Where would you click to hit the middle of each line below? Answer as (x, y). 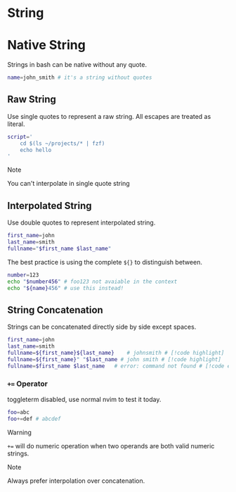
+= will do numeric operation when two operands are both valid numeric (111, 446)
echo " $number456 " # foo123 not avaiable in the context (92, 282)
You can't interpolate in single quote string (68, 184)
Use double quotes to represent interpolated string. (81, 222)
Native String (46, 45)
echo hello (36, 150)
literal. (16, 124)
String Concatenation (55, 310)
